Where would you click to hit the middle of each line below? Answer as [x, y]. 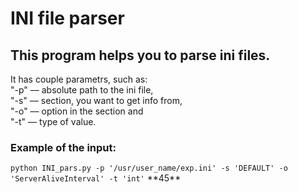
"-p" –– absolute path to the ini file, [82, 90]
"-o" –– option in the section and [77, 111]
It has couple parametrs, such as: [79, 79]
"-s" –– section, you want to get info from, [96, 100]
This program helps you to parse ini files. [140, 55]
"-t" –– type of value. [53, 121]
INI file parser [67, 18]
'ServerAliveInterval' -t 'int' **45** [96, 178]
